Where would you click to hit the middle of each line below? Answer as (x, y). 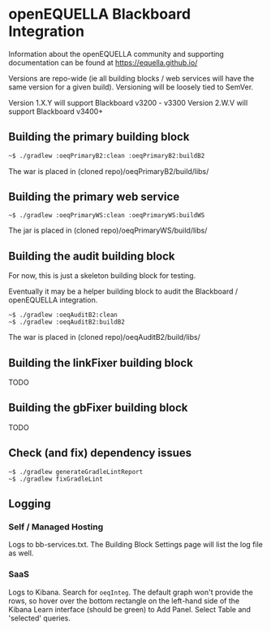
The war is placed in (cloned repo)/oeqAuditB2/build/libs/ (104, 337)
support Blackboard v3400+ (56, 111)
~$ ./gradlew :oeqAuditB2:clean (63, 315)
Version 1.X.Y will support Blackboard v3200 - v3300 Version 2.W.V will (128, 102)
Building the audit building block (92, 256)
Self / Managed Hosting (56, 527)
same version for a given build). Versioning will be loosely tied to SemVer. (131, 87)
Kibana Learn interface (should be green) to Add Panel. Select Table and (130, 609)
